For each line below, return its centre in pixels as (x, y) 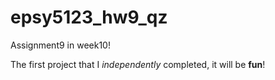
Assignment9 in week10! (60, 45)
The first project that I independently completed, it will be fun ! (138, 64)
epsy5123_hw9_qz (89, 17)
